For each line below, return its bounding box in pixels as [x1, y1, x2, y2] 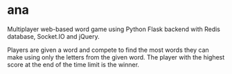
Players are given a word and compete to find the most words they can [7, 46, 209, 54]
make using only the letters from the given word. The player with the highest [7, 53, 225, 61]
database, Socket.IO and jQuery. [7, 32, 100, 40]
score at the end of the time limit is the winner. [7, 60, 140, 68]
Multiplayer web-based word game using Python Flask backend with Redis [7, 25, 220, 33]
